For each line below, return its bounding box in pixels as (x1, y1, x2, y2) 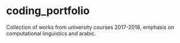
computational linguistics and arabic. (6, 29, 96, 37)
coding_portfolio (6, 4, 90, 18)
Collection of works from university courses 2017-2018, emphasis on (6, 24, 175, 31)
